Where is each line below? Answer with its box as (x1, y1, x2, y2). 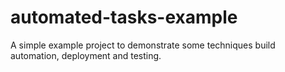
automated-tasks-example (10, 6, 238, 29)
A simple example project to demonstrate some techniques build (10, 39, 276, 51)
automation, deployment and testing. (10, 49, 162, 61)
